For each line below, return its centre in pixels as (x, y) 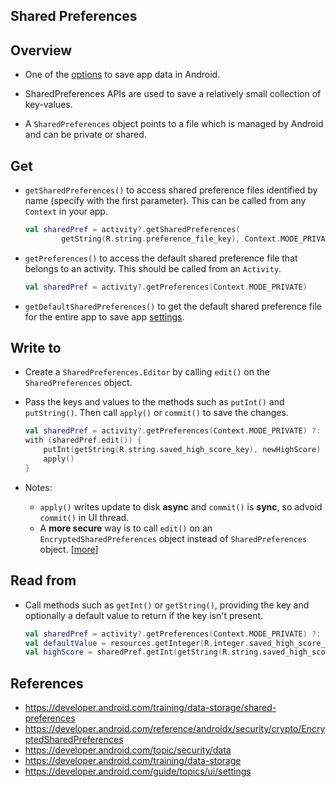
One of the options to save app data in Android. (122, 75)
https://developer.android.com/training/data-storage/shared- (150, 708)
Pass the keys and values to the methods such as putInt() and (154, 402)
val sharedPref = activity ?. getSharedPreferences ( (132, 230)
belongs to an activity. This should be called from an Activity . (153, 268)
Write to (36, 348)
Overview (41, 50)
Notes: (38, 487)
